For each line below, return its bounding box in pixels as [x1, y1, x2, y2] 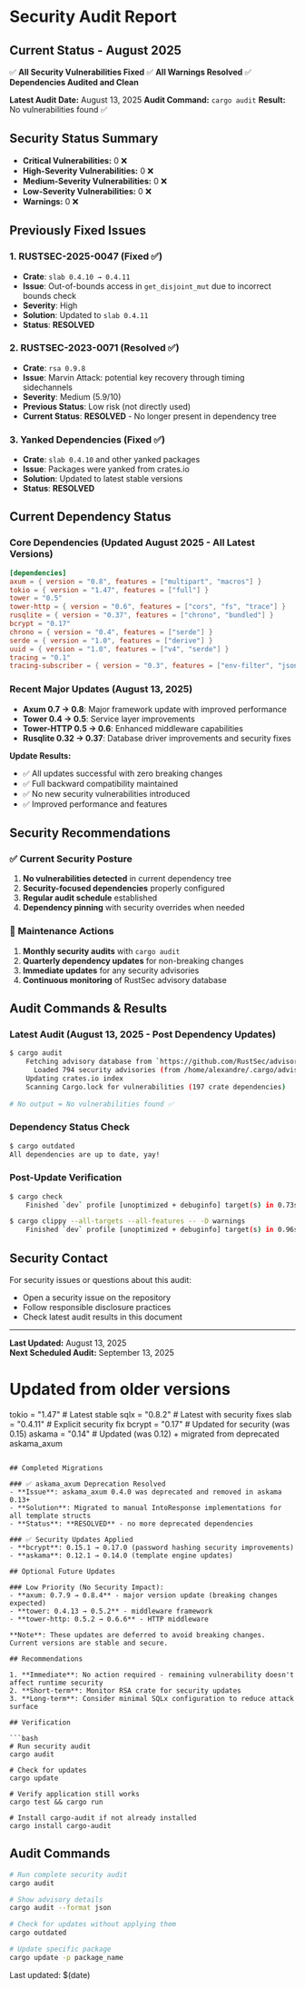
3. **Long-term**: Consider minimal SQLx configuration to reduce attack [9, 1694, 295, 1703]
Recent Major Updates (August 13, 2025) [9, 683, 193, 696]
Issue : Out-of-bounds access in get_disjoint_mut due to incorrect [22, 280, 272, 292]
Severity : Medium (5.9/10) [22, 391, 122, 402]
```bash [9, 1734, 39, 1743]
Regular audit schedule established [22, 892, 158, 903]
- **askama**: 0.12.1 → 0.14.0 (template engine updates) [9, 1551, 233, 1560]
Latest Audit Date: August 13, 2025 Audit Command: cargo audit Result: [9, 94, 286, 105]
